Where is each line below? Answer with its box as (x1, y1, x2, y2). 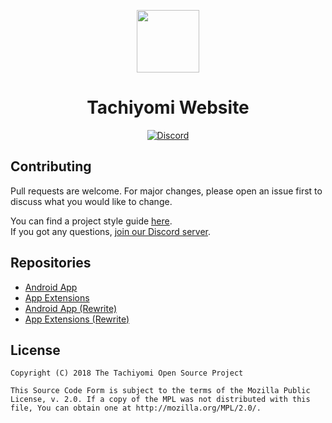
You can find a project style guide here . (10, 215, 173, 227)
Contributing (10, 158, 92, 175)
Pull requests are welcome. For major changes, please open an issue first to (10, 185, 323, 197)
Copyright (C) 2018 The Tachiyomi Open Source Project (10, 368, 244, 379)
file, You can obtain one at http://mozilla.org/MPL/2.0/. (10, 403, 262, 414)
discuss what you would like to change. (10, 195, 173, 207)
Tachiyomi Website (86, 96, 250, 119)
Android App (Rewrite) (24, 302, 118, 314)
